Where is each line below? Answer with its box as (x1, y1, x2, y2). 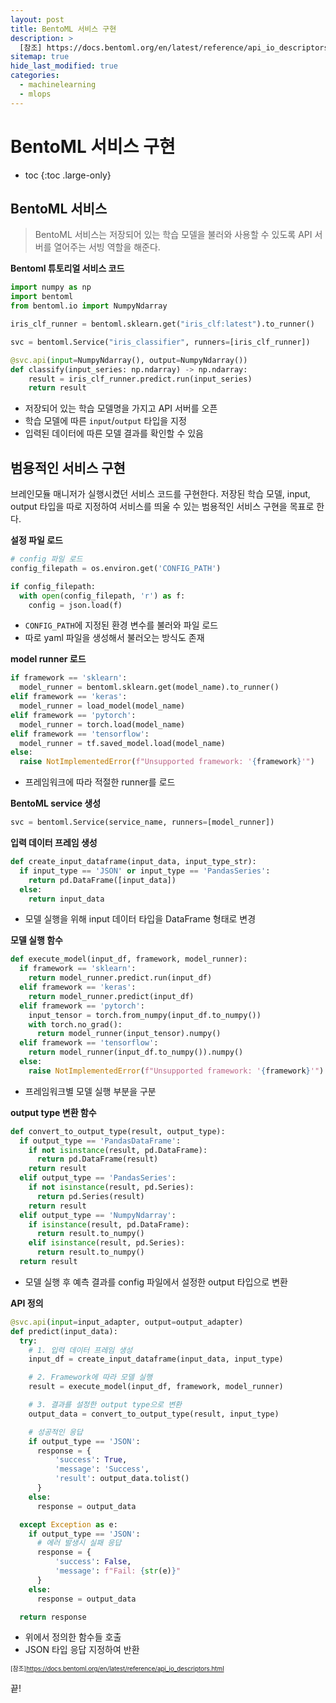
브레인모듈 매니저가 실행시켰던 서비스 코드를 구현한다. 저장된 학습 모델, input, (10, 488, 311, 500)
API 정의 (10, 1297, 44, 1309)
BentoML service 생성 (10, 797, 102, 810)
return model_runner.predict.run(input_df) (28, 973, 213, 983)
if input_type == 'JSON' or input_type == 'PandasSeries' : (19, 866, 271, 876)
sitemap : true (10, 52, 70, 62)
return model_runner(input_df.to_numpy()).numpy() (28, 1047, 244, 1058)
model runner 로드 (10, 653, 87, 665)
